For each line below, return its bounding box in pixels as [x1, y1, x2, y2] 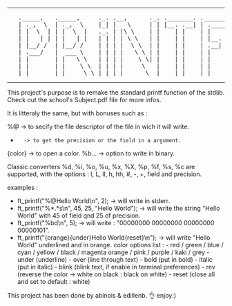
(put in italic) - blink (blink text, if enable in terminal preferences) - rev [17, 263, 215, 271]
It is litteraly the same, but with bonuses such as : [7, 109, 148, 117]
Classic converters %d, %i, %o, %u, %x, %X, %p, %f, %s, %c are [7, 163, 195, 171]
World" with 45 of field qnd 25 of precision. [17, 211, 141, 220]
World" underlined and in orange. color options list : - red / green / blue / [17, 241, 224, 249]
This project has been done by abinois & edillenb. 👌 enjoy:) [7, 291, 177, 299]
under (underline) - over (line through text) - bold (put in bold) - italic [17, 256, 213, 263]
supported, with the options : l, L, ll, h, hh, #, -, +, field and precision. [7, 170, 202, 178]
